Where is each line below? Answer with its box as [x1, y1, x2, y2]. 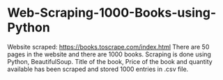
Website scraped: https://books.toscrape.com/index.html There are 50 [7, 42, 210, 51]
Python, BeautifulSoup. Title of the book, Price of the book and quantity [7, 57, 213, 65]
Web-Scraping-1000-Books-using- [7, 5, 217, 21]
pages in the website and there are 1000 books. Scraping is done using [7, 50, 211, 58]
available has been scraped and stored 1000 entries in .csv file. [7, 65, 189, 73]
